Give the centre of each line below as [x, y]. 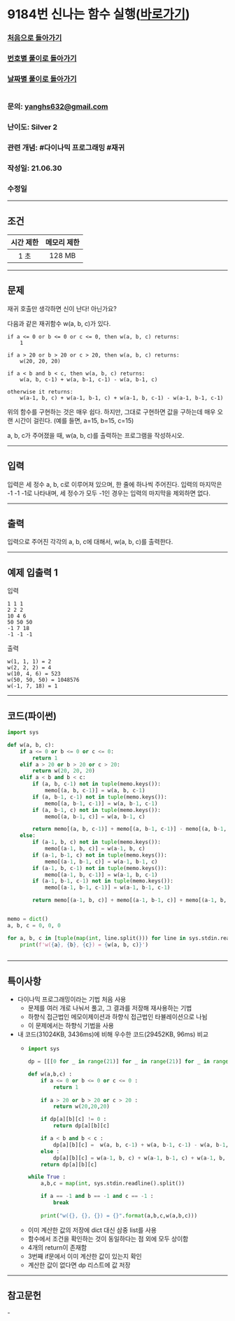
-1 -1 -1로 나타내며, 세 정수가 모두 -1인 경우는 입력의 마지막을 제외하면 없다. [109, 493]
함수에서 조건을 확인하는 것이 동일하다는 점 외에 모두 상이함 [108, 1238]
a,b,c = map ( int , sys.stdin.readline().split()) [113, 1184]
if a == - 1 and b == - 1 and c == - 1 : [97, 1197]
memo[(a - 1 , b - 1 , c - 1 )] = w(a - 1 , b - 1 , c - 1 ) [107, 888]
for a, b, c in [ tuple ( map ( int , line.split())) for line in [97, 938]
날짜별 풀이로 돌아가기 [42, 79]
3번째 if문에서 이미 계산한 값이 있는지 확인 [85, 1256]
